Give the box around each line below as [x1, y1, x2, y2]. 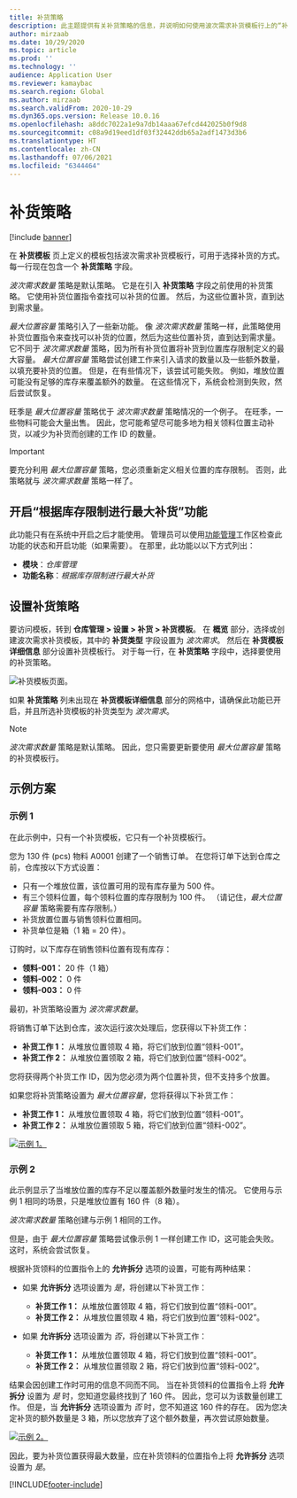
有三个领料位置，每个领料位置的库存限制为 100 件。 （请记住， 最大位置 [21, 891, 282, 902]
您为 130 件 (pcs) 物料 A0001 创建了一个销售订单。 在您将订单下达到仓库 [9, 850, 273, 861]
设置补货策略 [9, 599, 80, 614]
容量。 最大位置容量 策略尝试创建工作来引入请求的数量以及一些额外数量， [16, 354, 285, 365]
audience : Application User [9, 71, 113, 80]
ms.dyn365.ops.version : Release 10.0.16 [9, 112, 161, 120]
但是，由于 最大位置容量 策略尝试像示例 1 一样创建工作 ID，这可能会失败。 [9, 1233, 279, 1244]
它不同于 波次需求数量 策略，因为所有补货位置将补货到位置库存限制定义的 [9, 343, 277, 354]
